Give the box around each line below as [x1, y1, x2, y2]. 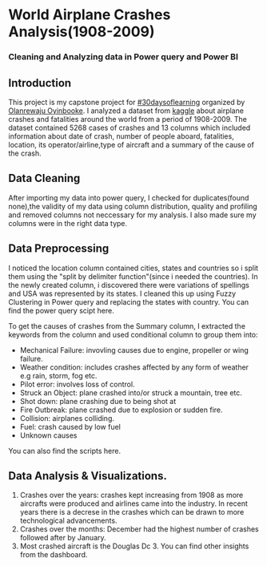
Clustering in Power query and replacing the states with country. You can [8, 297, 249, 306]
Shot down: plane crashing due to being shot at [19, 396, 177, 406]
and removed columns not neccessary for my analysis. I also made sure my [8, 210, 257, 220]
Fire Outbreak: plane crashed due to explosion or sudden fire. [19, 405, 223, 414]
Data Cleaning [8, 172, 81, 185]
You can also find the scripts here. [8, 446, 122, 455]
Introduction [8, 76, 72, 90]
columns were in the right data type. [8, 218, 128, 228]
